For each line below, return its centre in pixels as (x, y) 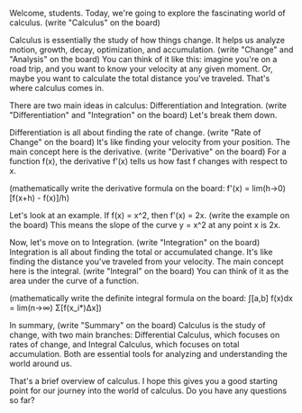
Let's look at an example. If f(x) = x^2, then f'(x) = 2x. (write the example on (150, 215)
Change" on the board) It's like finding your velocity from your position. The (150, 142)
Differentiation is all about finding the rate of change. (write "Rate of (135, 133)
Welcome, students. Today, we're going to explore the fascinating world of (147, 13)
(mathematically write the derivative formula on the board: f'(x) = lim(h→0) (148, 188)
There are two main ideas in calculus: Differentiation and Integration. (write (148, 106)
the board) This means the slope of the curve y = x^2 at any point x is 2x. (145, 225)
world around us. (41, 363)
